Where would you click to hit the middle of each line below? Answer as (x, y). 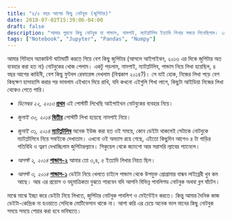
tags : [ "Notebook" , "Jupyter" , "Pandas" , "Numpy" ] (81, 39)
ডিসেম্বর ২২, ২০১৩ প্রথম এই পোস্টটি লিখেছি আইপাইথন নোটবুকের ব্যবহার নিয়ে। (95, 103)
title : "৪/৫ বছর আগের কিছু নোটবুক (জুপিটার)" (59, 13)
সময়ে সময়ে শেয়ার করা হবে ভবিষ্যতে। (44, 211)
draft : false (26, 26)
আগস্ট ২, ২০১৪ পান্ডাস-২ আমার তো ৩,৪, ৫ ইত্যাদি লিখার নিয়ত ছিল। (86, 160)
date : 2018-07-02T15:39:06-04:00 (55, 20)
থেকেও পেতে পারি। (27, 90)
